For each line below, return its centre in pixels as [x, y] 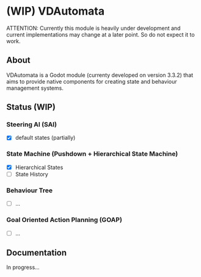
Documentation [37, 253]
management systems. [35, 88]
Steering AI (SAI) [31, 124]
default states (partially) [45, 138]
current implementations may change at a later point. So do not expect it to [100, 34]
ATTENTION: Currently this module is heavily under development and [93, 28]
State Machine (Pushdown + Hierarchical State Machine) [92, 154]
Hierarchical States [39, 167]
